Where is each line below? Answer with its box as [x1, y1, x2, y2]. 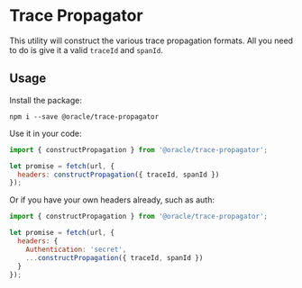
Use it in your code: [9, 128, 83, 139]
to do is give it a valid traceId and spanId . [9, 44, 164, 55]
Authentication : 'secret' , [25, 245, 127, 254]
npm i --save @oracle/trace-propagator [9, 112, 160, 121]
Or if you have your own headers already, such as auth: [9, 194, 215, 205]
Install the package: [9, 94, 83, 105]
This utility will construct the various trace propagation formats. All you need [9, 35, 294, 46]
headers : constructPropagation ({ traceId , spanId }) [17, 170, 220, 179]
